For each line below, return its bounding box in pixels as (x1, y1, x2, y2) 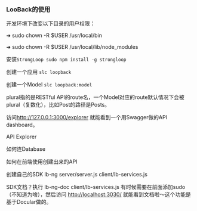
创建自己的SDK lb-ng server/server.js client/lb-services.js (6, 171, 148, 178)
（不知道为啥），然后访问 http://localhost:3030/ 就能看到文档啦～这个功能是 (6, 191, 191, 198)
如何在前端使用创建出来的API (6, 158, 78, 165)
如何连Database (6, 145, 46, 153)
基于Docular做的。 (6, 198, 52, 206)
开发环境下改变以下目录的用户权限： (6, 20, 96, 27)
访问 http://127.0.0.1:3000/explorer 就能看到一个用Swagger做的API (6, 114, 168, 121)
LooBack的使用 (6, 5, 51, 13)
